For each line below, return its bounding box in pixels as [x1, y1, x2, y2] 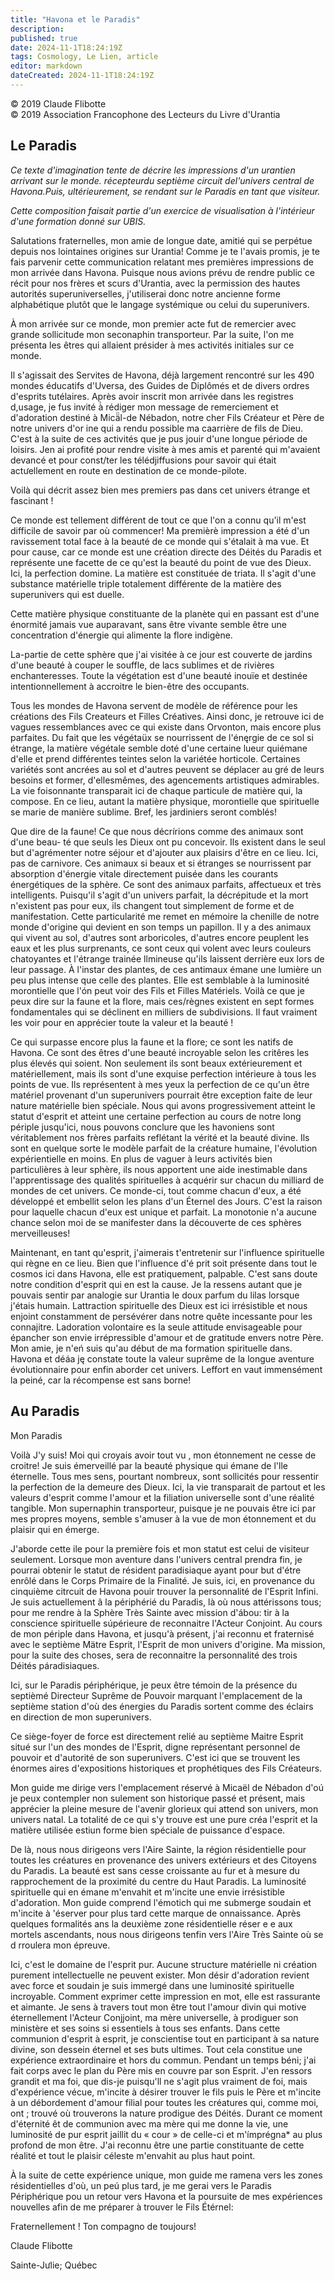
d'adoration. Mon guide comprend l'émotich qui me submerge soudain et [10, 1896, 312, 1908]
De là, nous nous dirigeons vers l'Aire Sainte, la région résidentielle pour [10, 1843, 307, 1855]
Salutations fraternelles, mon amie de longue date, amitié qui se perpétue [10, 234, 313, 246]
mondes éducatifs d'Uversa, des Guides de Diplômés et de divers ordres [10, 379, 310, 391]
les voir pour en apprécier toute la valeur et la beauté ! [10, 1016, 234, 1028]
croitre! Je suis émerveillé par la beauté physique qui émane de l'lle [10, 1459, 288, 1471]
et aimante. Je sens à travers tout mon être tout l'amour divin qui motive [10, 2001, 307, 2013]
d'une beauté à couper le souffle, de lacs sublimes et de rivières [10, 659, 275, 671]
